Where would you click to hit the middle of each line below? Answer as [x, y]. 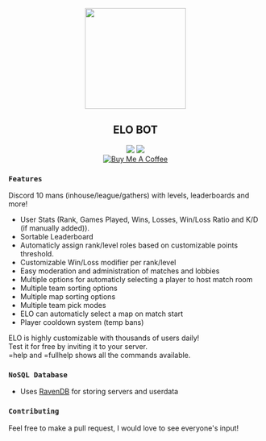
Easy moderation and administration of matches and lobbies [120, 271]
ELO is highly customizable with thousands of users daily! [104, 338]
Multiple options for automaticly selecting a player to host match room [136, 280]
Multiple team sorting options [69, 288]
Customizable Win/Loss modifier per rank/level [98, 263]
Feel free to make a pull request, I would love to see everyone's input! [124, 428]
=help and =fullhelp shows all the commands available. [100, 356]
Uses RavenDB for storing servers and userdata [99, 392]
